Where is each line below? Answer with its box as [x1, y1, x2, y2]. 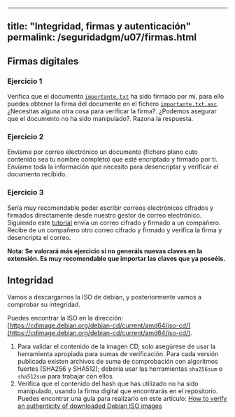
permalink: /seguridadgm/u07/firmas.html [7, 31, 197, 43]
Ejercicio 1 [7, 76, 43, 86]
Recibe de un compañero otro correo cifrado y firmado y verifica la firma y [7, 225, 222, 234]
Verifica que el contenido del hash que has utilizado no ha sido [17, 379, 199, 388]
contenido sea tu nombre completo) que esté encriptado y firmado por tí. [7, 155, 218, 164]
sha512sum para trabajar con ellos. [17, 372, 114, 381]
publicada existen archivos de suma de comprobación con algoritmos [17, 358, 218, 366]
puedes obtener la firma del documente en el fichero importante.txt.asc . [7, 99, 219, 108]
